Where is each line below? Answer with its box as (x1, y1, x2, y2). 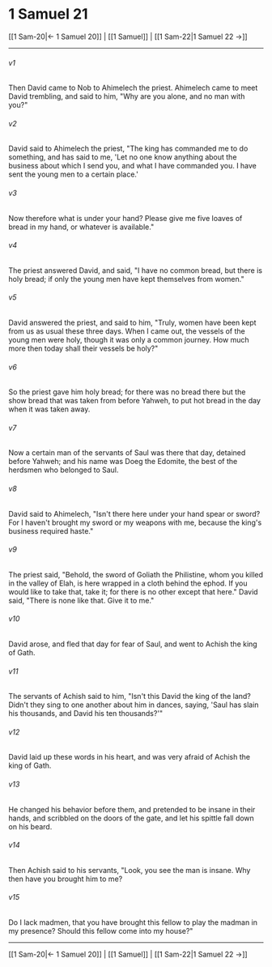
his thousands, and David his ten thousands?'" (8, 709, 164, 718)
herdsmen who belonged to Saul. (8, 465, 119, 475)
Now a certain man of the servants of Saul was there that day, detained (8, 448, 246, 458)
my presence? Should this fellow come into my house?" (8, 926, 193, 935)
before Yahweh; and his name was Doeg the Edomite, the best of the (8, 457, 238, 466)
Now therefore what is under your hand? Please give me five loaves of (8, 213, 243, 223)
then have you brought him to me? (8, 874, 123, 884)
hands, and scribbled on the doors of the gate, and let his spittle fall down (8, 813, 255, 823)
